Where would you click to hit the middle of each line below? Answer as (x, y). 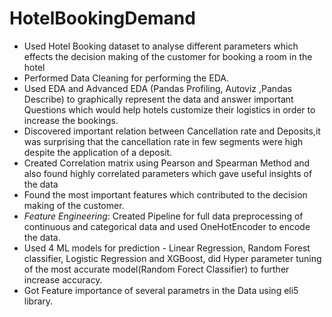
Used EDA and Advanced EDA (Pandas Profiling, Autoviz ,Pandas (157, 88)
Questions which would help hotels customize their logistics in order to (169, 109)
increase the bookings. (71, 120)
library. (38, 301)
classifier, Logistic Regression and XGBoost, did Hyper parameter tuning (172, 258)
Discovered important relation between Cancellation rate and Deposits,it (172, 131)
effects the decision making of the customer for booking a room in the (168, 56)
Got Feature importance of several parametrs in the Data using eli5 (161, 290)
